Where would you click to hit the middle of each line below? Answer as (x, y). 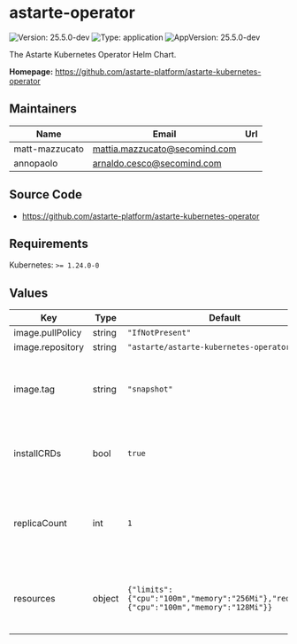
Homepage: (31, 71)
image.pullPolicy (48, 333)
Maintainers (43, 109)
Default (225, 318)
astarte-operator (72, 13)
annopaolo (36, 163)
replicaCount (41, 524)
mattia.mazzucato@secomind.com (164, 149)
